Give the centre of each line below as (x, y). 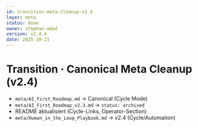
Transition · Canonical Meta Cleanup (99, 69)
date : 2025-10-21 (28, 40)
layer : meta (21, 17)
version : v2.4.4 (26, 34)
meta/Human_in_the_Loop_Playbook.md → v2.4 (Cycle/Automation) (95, 117)
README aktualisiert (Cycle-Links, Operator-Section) (81, 111)
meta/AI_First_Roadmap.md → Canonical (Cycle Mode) (81, 98)
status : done (23, 23)
